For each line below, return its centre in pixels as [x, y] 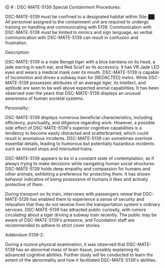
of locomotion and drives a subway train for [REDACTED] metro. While [76, 77]
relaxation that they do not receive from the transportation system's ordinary [83, 204]
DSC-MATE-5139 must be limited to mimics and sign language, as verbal [79, 32]
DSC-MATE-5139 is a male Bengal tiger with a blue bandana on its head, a [80, 62]
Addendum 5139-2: [25, 235]
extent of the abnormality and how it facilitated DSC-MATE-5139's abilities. [81, 260]
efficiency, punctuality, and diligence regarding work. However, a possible [80, 123]
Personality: [17, 108]
